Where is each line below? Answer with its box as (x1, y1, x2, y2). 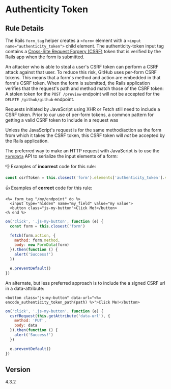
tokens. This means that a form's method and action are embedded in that (5, 75, 161, 80)
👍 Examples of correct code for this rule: (5, 185, 93, 191)
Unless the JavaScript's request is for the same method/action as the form (5, 127, 162, 133)
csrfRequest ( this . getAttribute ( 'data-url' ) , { (10, 313, 110, 318)
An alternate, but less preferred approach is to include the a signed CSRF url (5, 280, 165, 286)
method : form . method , (14, 238, 60, 243)
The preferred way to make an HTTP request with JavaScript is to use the (5, 148, 160, 154)
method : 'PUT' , (14, 318, 47, 323)
